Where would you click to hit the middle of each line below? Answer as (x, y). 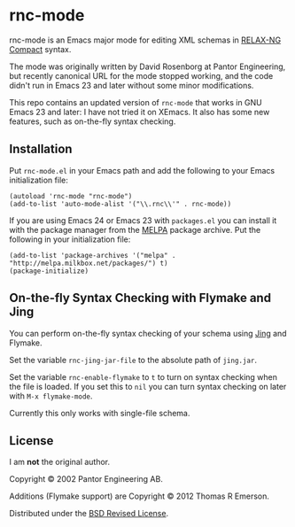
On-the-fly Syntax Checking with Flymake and (140, 298)
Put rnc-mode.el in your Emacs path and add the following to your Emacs (142, 170)
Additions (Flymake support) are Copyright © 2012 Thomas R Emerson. (140, 496)
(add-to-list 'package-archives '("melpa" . (93, 255)
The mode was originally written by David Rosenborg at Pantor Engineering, (147, 66)
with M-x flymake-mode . (51, 396)
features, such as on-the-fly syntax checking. (93, 121)
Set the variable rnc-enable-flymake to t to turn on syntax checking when (143, 376)
